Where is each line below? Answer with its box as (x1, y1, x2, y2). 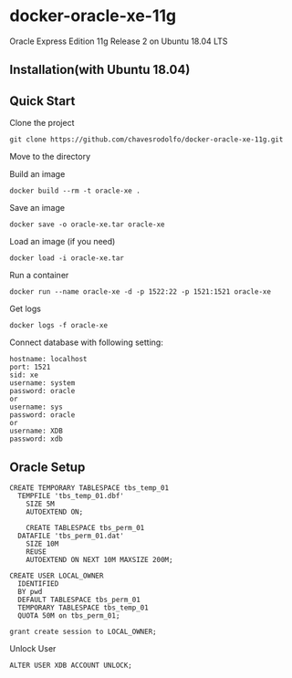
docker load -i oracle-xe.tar (9, 254, 125, 263)
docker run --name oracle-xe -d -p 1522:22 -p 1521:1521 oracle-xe (9, 287, 272, 297)
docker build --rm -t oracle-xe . (9, 186, 141, 196)
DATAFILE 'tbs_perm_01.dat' (17, 531, 125, 540)
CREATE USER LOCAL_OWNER (9, 571, 104, 580)
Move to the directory (9, 151, 91, 162)
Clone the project (9, 118, 75, 129)
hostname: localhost (9, 355, 89, 364)
